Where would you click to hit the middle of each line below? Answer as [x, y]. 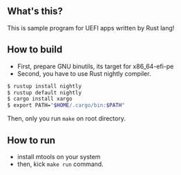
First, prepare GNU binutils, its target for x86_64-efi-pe [95, 66]
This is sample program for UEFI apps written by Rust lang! [91, 28]
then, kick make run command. [60, 164]
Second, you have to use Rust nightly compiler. [84, 73]
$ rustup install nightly [44, 86]
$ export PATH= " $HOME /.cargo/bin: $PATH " [66, 105]
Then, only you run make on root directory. [66, 119]
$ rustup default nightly [44, 92]
